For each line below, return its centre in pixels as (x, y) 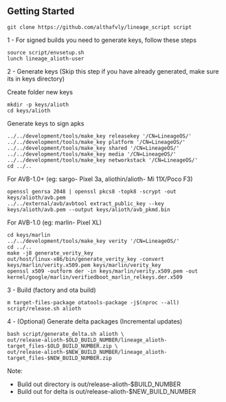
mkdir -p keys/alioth (38, 105)
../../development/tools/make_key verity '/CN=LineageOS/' (93, 241)
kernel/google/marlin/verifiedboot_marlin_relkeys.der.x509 (95, 277)
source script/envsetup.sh (46, 52)
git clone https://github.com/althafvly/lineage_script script (100, 27)
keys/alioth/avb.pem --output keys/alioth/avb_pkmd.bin (89, 209)
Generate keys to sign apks (46, 123)
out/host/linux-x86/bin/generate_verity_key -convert (86, 259)
